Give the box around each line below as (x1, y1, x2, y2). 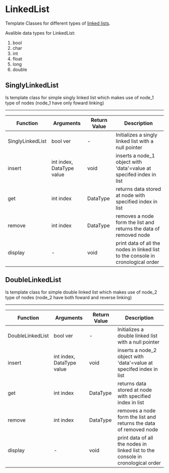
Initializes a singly (115, 131, 157, 138)
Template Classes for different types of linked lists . (5, 20, 111, 26)
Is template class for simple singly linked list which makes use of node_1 (5, 94, 154, 100)
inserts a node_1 (115, 152, 155, 159)
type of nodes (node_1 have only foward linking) (5, 100, 105, 106)
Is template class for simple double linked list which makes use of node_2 (5, 289, 157, 295)
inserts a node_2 (117, 347, 157, 354)
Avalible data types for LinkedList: (5, 30, 75, 36)
